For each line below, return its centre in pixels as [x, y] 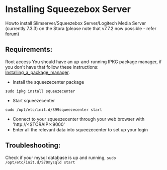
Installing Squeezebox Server [68, 9]
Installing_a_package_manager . [38, 72]
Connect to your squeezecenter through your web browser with [78, 119]
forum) [12, 34]
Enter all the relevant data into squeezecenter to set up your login [80, 129]
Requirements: [29, 49]
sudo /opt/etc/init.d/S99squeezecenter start [54, 110]
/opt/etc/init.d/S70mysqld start [40, 162]
